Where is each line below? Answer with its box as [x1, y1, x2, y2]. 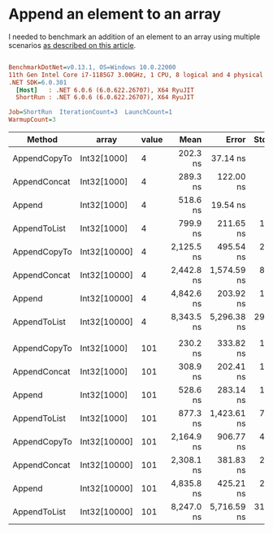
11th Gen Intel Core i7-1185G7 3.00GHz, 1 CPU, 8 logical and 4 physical [8, 71, 264, 79]
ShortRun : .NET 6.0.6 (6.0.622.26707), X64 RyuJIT [15, 93, 195, 102]
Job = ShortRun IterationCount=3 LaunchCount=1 [8, 108, 173, 116]
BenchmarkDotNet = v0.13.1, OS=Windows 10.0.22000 [8, 63, 176, 71]
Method [27, 134, 58, 145]
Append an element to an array [8, 5, 222, 24]
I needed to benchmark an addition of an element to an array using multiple [8, 32, 261, 41]
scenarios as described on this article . [8, 40, 136, 50]
